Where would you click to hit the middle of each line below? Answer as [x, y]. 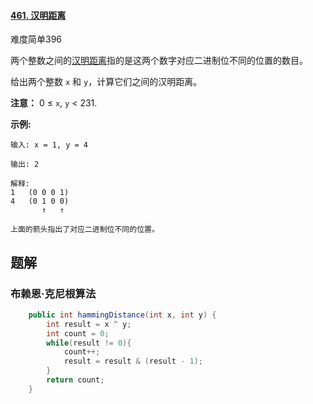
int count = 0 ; [78, 333]
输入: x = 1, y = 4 [49, 145]
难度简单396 [36, 39]
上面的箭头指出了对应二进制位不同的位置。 [85, 230]
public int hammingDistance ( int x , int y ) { [122, 315]
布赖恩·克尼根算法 [53, 293]
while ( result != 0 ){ [89, 343]
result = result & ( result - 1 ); [133, 361]
